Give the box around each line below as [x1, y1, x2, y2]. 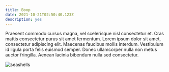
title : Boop [5, 7, 31, 13]
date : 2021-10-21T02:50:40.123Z [5, 12, 74, 17]
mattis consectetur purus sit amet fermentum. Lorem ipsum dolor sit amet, [5, 36, 161, 42]
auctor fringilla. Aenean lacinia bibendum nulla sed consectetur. [5, 52, 139, 58]
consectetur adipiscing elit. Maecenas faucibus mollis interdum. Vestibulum [5, 41, 164, 47]
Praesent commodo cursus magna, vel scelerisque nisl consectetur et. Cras [5, 31, 164, 37]
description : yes [5, 17, 42, 22]
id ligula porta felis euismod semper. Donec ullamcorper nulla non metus [5, 46, 157, 53]
